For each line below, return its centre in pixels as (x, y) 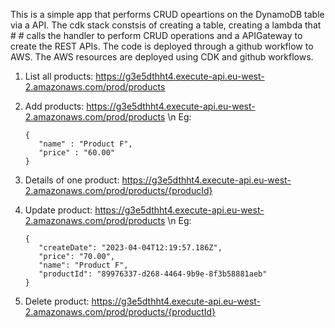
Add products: (54, 106)
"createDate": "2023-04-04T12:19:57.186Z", (130, 248)
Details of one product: (72, 180)
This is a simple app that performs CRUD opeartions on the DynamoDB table (167, 14)
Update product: (58, 210)
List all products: (59, 76)
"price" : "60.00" (76, 153)
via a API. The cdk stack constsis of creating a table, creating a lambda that (166, 25)
